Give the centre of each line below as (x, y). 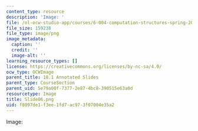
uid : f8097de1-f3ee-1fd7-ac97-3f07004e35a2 (60, 105)
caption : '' (26, 45)
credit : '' (25, 50)
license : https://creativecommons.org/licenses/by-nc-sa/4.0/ (84, 66)
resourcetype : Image (32, 94)
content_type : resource (35, 12)
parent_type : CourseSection (41, 83)
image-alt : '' (29, 55)
